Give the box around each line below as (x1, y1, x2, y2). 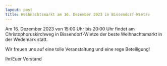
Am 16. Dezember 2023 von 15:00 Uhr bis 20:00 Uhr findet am (5, 25, 135, 31)
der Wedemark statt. (5, 36, 48, 42)
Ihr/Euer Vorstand (5, 55, 42, 61)
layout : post (5, 7, 33, 12)
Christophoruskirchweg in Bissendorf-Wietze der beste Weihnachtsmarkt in (5, 31, 162, 37)
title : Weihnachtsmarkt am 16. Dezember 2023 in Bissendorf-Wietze (5, 12, 150, 17)
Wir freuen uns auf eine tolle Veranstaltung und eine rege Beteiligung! (5, 46, 150, 52)
